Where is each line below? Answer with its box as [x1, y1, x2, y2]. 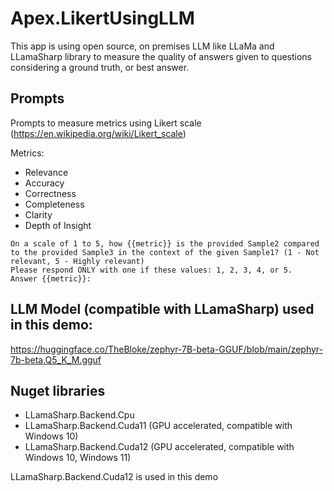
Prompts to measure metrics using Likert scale [10, 117, 202, 129]
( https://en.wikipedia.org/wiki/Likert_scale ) [10, 127, 187, 139]
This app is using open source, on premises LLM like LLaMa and [10, 40, 275, 52]
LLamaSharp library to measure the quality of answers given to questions [10, 50, 312, 62]
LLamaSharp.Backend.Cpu [24, 409, 135, 421]
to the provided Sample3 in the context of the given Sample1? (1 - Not [10, 247, 320, 257]
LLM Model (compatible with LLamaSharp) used [10, 301, 315, 318]
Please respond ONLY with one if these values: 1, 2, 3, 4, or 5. [10, 265, 293, 275]
